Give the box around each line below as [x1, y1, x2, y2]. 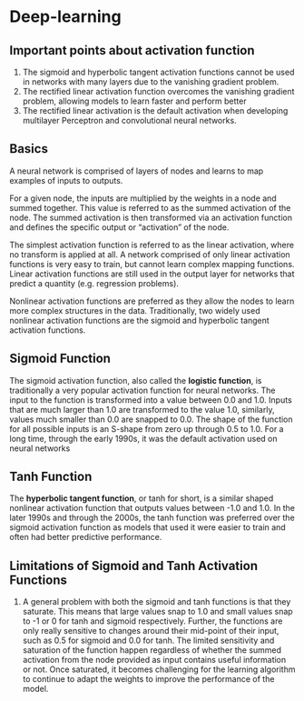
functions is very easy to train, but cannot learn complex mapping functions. [9, 258, 295, 269]
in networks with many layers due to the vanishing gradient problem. [22, 76, 279, 87]
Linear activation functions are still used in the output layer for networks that [9, 268, 295, 279]
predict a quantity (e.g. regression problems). [9, 277, 180, 288]
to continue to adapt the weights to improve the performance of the [22, 674, 275, 685]
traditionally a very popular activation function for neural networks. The [9, 385, 276, 396]
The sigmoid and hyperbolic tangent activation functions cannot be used [22, 66, 295, 77]
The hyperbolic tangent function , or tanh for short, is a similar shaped [9, 493, 274, 504]
